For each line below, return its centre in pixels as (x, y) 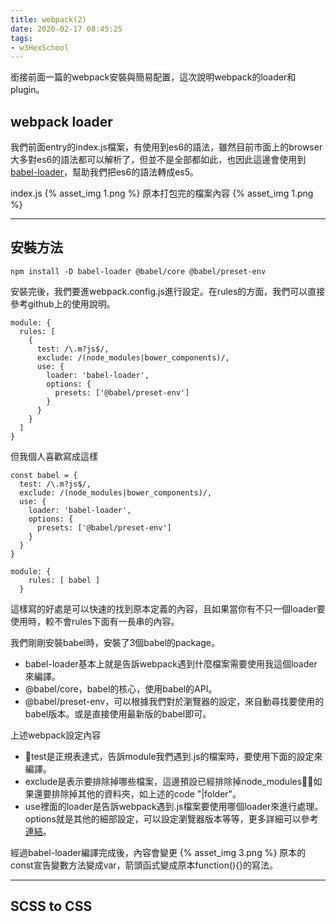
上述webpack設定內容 (56, 735)
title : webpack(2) (48, 19)
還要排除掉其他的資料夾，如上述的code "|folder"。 (137, 793)
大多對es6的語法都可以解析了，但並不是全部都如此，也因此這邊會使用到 (158, 160)
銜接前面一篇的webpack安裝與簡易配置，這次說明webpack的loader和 (153, 77)
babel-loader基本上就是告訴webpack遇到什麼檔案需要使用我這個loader (171, 663)
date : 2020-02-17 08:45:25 (66, 29)
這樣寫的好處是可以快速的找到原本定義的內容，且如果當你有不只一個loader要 (168, 608)
